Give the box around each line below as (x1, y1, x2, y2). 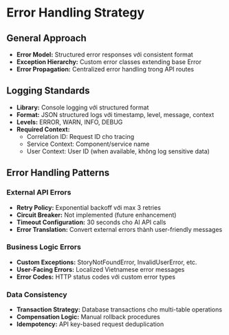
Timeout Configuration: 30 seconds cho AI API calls (16, 218, 166, 226)
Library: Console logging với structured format (16, 103, 149, 111)
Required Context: (16, 125, 70, 133)
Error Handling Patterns (6, 167, 110, 179)
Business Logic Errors (6, 242, 82, 252)
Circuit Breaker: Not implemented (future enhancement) (16, 210, 177, 219)
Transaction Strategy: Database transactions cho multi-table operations (16, 305, 223, 314)
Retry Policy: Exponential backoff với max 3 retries (16, 203, 161, 211)
